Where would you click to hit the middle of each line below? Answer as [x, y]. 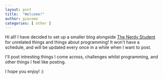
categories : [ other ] [28, 23]
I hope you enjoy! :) [24, 72]
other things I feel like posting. [35, 62]
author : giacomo [21, 19]
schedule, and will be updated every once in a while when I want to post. [78, 47]
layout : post [18, 10]
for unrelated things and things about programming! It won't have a [72, 42]
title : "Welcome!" [25, 14]
